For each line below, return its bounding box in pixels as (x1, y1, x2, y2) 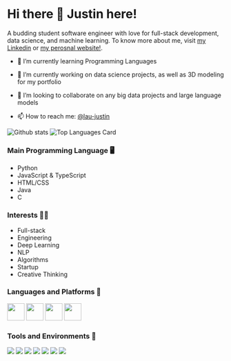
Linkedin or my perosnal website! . (7, 43, 103, 52)
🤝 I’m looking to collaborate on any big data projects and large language (17, 91, 222, 99)
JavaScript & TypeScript (17, 172, 86, 180)
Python (17, 164, 38, 172)
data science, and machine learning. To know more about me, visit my (7, 36, 206, 44)
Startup (17, 262, 39, 271)
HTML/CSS (17, 178, 50, 187)
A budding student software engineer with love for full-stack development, (7, 29, 219, 37)
